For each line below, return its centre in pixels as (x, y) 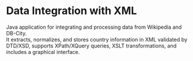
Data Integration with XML (72, 11)
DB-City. (17, 33)
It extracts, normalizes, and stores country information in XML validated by (97, 39)
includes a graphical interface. (43, 52)
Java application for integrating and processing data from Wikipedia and (94, 27)
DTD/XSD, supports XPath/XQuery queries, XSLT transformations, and (91, 46)
